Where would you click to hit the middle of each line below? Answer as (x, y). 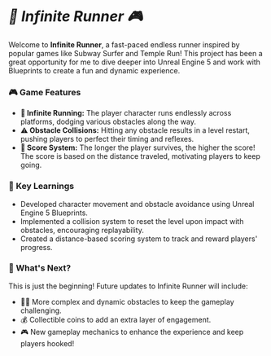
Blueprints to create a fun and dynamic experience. (94, 70)
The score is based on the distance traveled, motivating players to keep (140, 156)
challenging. (41, 310)
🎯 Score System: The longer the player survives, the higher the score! (138, 147)
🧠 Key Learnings (42, 187)
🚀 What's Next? (40, 268)
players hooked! (47, 343)
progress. (36, 247)
